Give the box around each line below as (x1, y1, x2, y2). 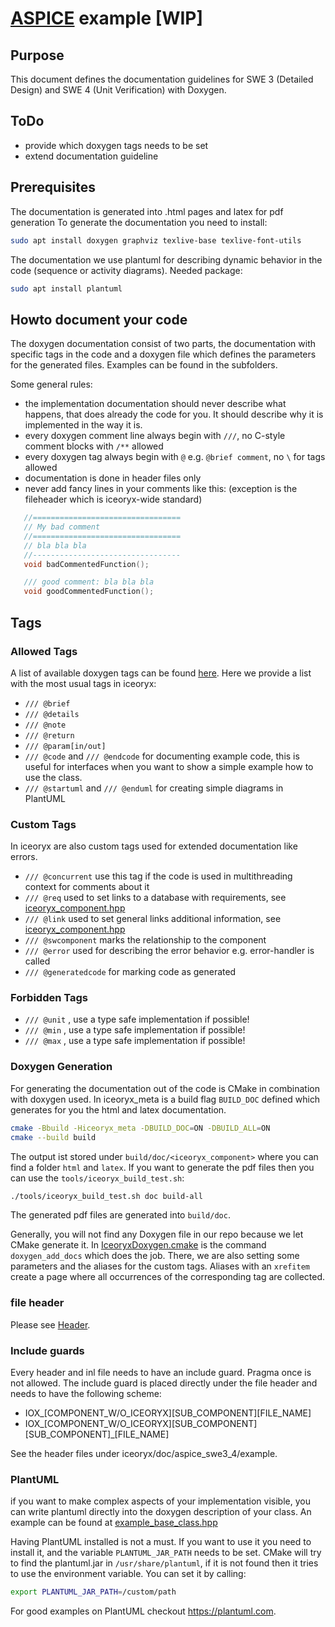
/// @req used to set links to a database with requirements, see (24, 892, 287, 904)
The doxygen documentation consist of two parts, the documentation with (10, 338, 317, 350)
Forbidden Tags (10, 991, 88, 1005)
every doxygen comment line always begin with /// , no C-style (24, 430, 286, 442)
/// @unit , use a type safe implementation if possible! (24, 1013, 250, 1026)
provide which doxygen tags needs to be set (24, 139, 209, 151)
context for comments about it (24, 881, 150, 893)
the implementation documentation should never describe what (24, 398, 287, 410)
